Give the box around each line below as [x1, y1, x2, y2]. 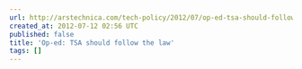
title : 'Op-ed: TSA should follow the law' [9, 38, 175, 47]
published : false [9, 30, 75, 39]
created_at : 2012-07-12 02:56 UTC [9, 22, 139, 30]
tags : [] [9, 47, 42, 56]
